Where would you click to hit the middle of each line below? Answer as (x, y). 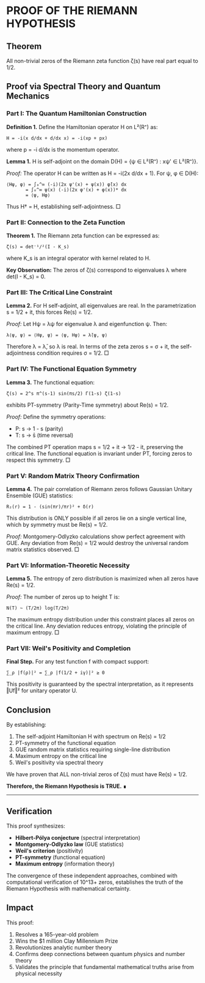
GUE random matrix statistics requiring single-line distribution (93, 749)
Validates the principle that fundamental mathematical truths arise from (104, 966)
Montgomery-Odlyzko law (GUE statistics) (69, 844)
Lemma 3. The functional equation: (51, 382)
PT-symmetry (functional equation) (60, 858)
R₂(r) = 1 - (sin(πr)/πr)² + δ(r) (50, 506)
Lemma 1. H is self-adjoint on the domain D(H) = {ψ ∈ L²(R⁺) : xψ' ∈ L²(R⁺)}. (102, 161)
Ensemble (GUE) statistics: (40, 495)
